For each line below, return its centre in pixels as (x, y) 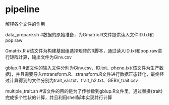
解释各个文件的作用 (25, 24)
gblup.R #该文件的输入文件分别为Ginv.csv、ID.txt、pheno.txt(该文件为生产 (82, 68)
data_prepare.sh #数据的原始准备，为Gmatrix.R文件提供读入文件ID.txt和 (79, 34)
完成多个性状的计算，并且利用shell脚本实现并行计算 (59, 97)
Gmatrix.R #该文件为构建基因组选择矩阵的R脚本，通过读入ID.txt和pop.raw (81, 50)
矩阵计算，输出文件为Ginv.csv (41, 57)
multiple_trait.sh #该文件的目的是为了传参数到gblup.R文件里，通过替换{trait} (84, 91)
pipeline (22, 9)
